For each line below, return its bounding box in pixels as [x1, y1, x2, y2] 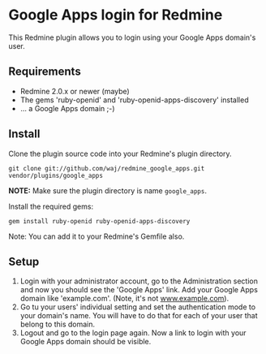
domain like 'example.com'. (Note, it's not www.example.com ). [19, 294, 230, 304]
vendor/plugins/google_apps [8, 171, 104, 179]
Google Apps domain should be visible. [19, 337, 152, 347]
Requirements [8, 65, 81, 79]
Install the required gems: [8, 201, 94, 211]
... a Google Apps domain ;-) [19, 103, 115, 113]
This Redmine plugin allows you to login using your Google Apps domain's [8, 32, 256, 42]
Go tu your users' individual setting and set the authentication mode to [19, 302, 256, 312]
